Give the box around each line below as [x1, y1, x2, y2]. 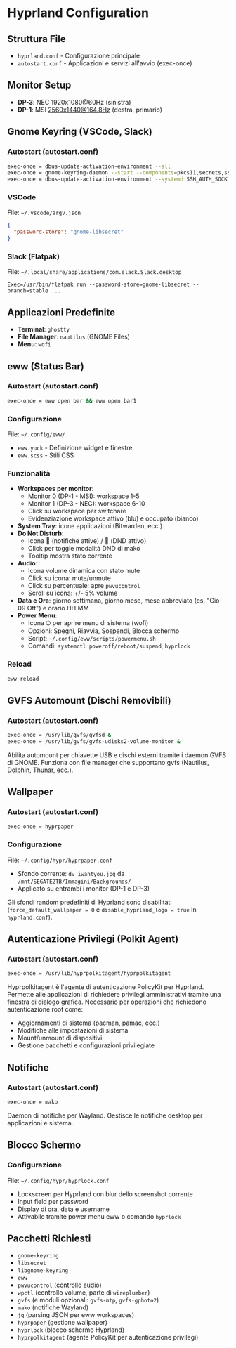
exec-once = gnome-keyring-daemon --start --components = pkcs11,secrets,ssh [7, 169, 234, 176]
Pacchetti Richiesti [7, 1232, 91, 1244]
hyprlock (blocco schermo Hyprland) [17, 1326, 125, 1334]
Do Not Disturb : [17, 529, 64, 538]
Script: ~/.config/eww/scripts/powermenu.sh [27, 634, 156, 643]
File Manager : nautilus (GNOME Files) [17, 332, 130, 341]
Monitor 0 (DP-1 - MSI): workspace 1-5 [27, 492, 140, 500]
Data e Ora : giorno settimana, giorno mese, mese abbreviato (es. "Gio [17, 596, 220, 605]
